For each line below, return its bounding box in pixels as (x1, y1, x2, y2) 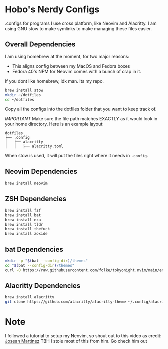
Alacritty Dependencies (5, 281, 81, 290)
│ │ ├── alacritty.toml (5, 144, 64, 149)
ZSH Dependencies (5, 195, 66, 203)
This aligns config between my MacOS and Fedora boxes (12, 63, 130, 69)
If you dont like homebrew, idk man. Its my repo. (5, 78, 104, 84)
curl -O (5, 267, 21, 273)
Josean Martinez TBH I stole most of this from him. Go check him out (5, 338, 147, 344)
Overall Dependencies (5, 40, 76, 49)
